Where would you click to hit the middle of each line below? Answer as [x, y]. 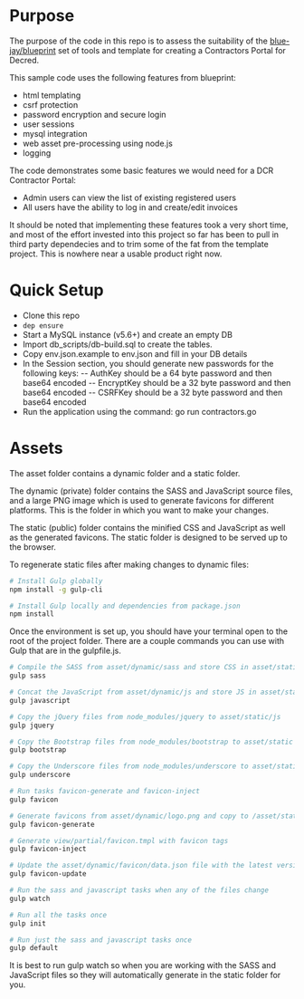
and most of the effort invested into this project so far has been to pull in [144, 234]
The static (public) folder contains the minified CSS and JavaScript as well [147, 527]
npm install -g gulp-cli [56, 590]
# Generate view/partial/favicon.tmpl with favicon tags [119, 841]
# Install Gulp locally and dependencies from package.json [125, 606]
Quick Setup [57, 290]
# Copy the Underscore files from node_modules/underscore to [129, 766]
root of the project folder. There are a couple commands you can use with [147, 641]
